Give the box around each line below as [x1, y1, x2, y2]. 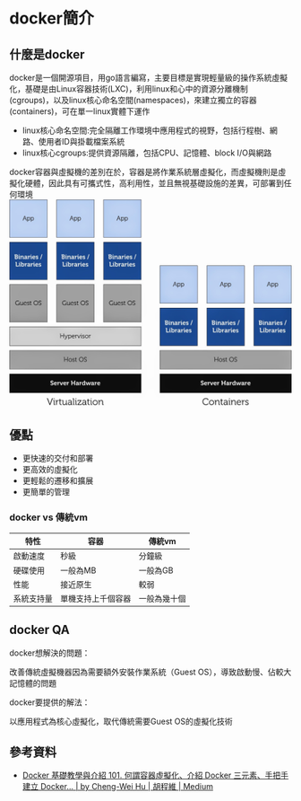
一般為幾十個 [138, 594, 186, 604]
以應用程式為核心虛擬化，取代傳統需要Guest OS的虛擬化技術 [9, 716, 233, 726]
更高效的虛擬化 [21, 464, 78, 475]
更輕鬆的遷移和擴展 [21, 475, 94, 486]
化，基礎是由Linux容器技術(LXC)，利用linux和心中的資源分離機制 [9, 84, 248, 94]
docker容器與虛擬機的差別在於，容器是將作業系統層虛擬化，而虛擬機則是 [9, 167, 279, 177]
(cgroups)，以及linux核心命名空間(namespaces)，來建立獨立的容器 [9, 95, 257, 105]
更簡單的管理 [21, 487, 70, 497]
